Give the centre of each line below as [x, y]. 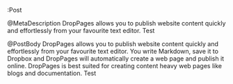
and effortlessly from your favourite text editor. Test [81, 31]
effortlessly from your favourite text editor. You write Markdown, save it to [113, 51]
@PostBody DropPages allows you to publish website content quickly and [113, 44]
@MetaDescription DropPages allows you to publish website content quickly [116, 23]
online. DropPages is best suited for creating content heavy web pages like [115, 66]
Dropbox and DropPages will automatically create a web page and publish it [116, 59]
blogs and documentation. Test [52, 73]
